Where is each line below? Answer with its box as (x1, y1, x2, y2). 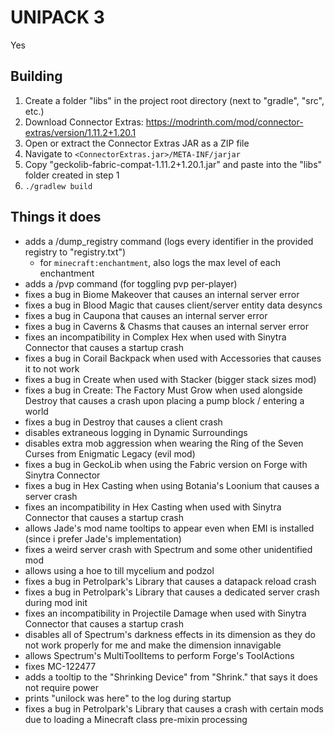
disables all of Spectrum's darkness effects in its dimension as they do (24, 628, 316, 640)
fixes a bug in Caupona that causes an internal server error (24, 309, 268, 321)
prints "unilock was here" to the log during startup (24, 692, 232, 704)
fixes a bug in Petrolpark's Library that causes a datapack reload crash (24, 575, 317, 587)
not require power (24, 681, 99, 693)
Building (10, 68, 63, 85)
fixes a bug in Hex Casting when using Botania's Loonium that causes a (24, 479, 320, 491)
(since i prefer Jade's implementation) (24, 532, 182, 545)
